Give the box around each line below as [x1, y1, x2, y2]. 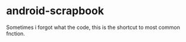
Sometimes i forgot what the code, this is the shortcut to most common [6, 24, 180, 31]
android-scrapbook [6, 4, 104, 18]
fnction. [6, 30, 26, 37]
